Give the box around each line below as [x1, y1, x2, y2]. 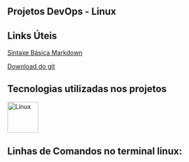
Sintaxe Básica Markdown [7, 49, 83, 57]
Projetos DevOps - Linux [7, 6, 116, 18]
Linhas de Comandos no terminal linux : [7, 145, 183, 158]
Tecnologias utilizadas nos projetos [7, 83, 167, 95]
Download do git [7, 62, 55, 71]
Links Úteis [7, 30, 58, 42]
